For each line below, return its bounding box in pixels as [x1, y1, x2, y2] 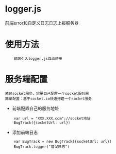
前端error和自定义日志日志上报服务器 [5, 20, 79, 26]
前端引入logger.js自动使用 [14, 56, 63, 61]
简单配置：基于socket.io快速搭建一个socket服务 [5, 96, 92, 101]
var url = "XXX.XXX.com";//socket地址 [14, 116, 91, 121]
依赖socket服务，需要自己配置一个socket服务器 [5, 91, 89, 96]
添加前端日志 [12, 129, 38, 135]
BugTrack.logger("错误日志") [14, 144, 70, 149]
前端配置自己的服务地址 [12, 105, 59, 111]
